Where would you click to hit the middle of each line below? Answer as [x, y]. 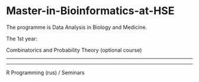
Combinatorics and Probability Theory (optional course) [74, 50]
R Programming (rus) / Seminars [45, 73]
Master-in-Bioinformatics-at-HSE [90, 11]
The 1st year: [22, 38]
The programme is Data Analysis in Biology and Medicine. [77, 27]
